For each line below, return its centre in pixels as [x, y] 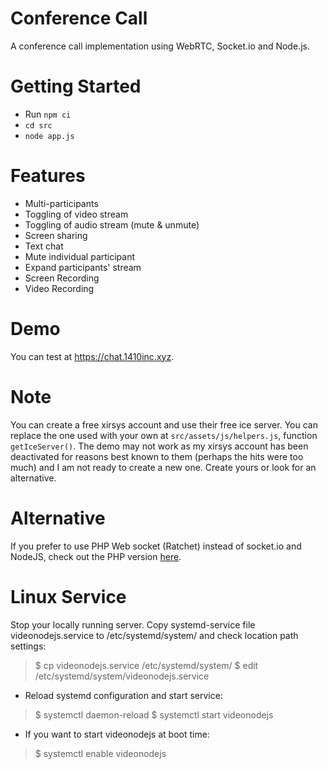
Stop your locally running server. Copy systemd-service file [133, 624]
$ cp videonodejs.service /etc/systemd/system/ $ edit [146, 665]
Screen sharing [56, 235]
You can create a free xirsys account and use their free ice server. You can [164, 424]
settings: [28, 646]
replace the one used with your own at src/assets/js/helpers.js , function [164, 435]
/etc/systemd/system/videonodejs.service [122, 676]
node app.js [49, 136]
